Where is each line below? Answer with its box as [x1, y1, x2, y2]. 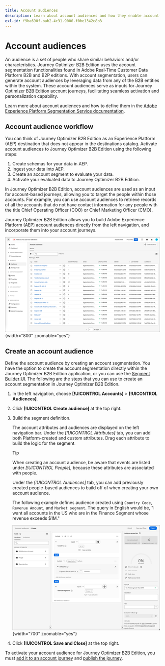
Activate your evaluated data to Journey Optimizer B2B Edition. [12, 177, 140, 183]
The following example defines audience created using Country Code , [12, 500, 152, 506]
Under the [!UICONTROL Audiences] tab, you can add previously [12, 479, 144, 486]
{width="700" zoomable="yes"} [12, 631, 77, 637]
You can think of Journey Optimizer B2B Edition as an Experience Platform [5, 136, 156, 142]
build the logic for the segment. [12, 440, 76, 446]
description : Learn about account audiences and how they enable [5, 13, 141, 18]
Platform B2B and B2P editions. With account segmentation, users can [5, 72, 148, 78]
